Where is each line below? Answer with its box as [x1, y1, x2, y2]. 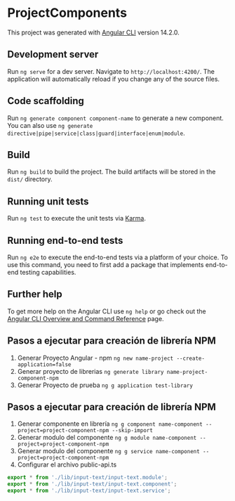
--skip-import [112, 427, 153, 434]
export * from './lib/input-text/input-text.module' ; [7, 474, 168, 481]
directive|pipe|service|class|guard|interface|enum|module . [7, 129, 185, 137]
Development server [7, 48, 99, 60]
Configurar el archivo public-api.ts [17, 460, 117, 469]
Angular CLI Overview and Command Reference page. [7, 314, 164, 323]
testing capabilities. [20, 268, 76, 276]
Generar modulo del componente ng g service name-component [17, 447, 200, 455]
